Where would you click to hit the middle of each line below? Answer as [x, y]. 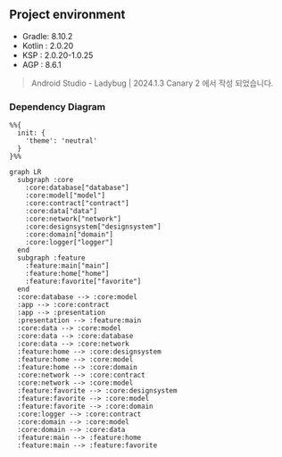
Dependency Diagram [58, 106]
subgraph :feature [52, 258]
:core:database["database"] [77, 188]
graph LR [25, 172]
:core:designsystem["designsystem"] [94, 227]
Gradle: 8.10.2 [47, 36]
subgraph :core [46, 180]
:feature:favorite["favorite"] [83, 282]
